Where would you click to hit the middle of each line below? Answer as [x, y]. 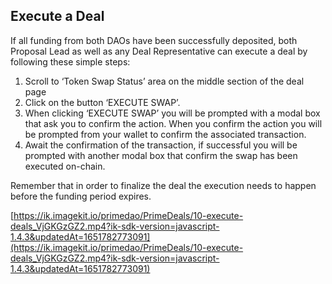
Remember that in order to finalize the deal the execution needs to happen [163, 185]
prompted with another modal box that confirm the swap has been [161, 155]
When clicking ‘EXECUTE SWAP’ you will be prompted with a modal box [172, 113]
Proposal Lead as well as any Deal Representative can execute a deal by [159, 51]
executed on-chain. [65, 166]
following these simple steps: [70, 61]
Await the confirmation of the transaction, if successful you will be [161, 145]
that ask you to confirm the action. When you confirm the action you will [173, 123]
